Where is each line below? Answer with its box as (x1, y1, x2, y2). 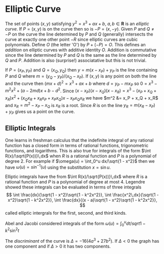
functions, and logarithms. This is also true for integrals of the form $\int (5, 147, 151, 153)
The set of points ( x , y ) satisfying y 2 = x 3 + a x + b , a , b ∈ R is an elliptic (5, 20, 149, 27)
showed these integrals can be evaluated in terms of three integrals (5, 184, 141, 190)
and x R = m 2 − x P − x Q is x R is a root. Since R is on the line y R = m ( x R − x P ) (5, 101, 156, 109)
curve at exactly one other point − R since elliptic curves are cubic (5, 36, 138, 42)
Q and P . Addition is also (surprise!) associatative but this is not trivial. (5, 57, 147, 63)
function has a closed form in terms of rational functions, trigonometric (5, 142, 149, 148)
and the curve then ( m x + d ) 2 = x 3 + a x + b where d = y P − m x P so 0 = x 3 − (5, 80, 158, 87)
